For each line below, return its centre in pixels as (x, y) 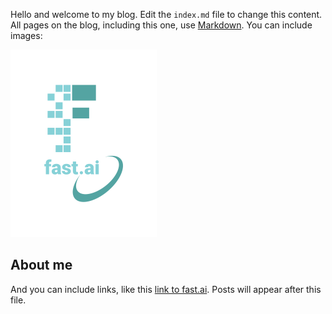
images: (26, 35)
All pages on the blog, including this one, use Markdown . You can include (161, 25)
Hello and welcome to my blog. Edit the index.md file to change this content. (166, 14)
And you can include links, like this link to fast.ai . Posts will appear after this (166, 289)
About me (41, 265)
